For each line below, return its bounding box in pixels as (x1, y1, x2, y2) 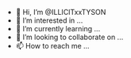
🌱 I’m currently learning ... (15, 24, 101, 33)
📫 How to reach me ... (15, 42, 90, 50)
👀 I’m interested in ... (15, 16, 83, 25)
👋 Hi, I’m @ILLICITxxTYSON (15, 8, 106, 16)
